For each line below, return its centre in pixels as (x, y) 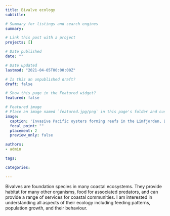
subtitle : (16, 15)
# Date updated (21, 65)
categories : (18, 167)
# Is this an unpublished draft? (40, 79)
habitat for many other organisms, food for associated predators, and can (82, 192)
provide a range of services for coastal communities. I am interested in (79, 197)
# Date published (24, 52)
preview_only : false (31, 135)
